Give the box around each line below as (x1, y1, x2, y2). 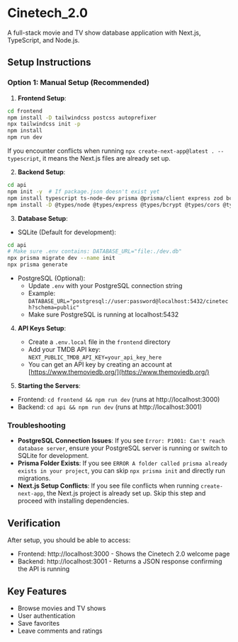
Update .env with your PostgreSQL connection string (28, 282, 183, 290)
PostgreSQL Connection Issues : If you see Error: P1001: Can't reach (17, 437, 225, 445)
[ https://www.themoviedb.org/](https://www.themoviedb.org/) (28, 368, 210, 376)
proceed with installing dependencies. (17, 497, 130, 505)
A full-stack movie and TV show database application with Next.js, (7, 28, 201, 37)
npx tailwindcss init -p (7, 120, 81, 128)
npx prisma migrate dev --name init (7, 255, 115, 262)
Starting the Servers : (17, 382, 81, 390)
